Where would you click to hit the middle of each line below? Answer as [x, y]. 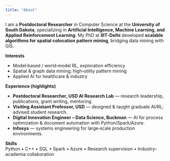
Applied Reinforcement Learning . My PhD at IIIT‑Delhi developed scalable [84, 35]
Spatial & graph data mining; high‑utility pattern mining [70, 71]
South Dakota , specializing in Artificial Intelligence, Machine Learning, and [85, 30]
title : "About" [21, 10]
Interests [15, 56]
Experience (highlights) [31, 86]
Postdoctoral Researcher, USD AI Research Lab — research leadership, [88, 96]
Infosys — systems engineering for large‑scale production [74, 128]
